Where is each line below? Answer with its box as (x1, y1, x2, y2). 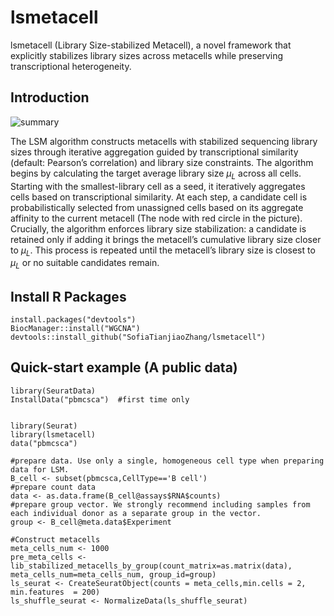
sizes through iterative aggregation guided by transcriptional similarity (10, 146, 299, 158)
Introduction (10, 89, 90, 106)
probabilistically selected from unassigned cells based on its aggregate (10, 201, 304, 213)
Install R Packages (10, 288, 127, 305)
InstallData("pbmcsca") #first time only (10, 394, 190, 405)
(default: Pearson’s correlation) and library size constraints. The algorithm (10, 156, 314, 168)
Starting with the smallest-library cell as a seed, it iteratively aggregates (10, 180, 306, 192)
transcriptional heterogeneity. (10, 60, 132, 72)
